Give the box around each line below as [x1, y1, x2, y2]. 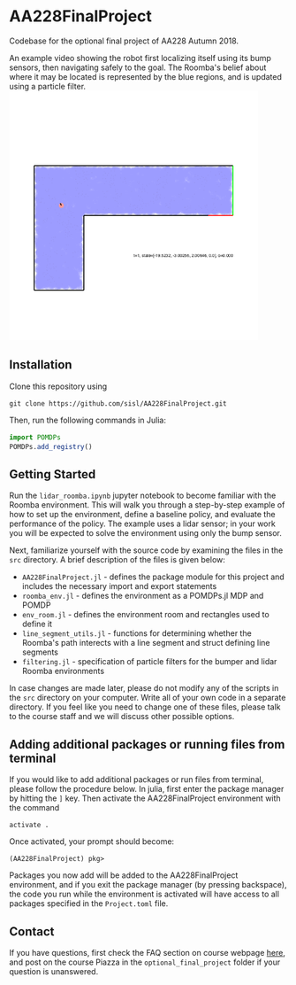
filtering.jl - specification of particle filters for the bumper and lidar [21, 656, 277, 667]
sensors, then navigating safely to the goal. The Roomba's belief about [9, 62, 267, 73]
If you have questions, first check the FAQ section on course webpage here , [9, 947, 285, 958]
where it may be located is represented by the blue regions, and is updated [9, 71, 283, 81]
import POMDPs [9, 432, 62, 442]
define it [21, 618, 53, 630]
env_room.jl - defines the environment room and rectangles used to [21, 609, 269, 620]
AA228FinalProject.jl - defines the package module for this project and [21, 571, 285, 582]
